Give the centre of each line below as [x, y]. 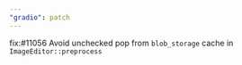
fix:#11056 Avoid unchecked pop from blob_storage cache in [121, 43]
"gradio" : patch [40, 17]
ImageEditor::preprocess [56, 51]
